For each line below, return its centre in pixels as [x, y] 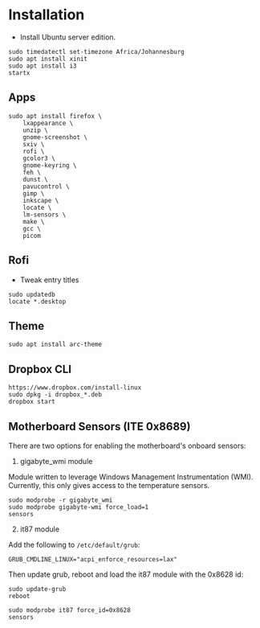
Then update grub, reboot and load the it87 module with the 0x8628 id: [126, 574]
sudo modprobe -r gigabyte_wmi [61, 500]
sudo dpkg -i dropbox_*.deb [55, 395]
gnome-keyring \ [50, 165]
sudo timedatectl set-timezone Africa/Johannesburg [96, 51]
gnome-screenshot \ [55, 137]
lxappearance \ [48, 123]
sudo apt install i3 [43, 66]
